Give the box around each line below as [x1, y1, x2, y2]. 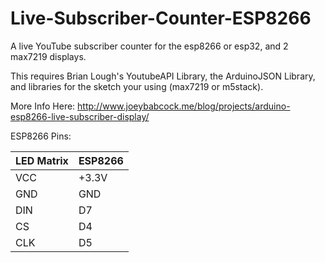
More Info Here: [10, 100, 76, 112]
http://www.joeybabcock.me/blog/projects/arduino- [77, 100, 291, 112]
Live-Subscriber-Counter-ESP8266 [10, 7, 312, 30]
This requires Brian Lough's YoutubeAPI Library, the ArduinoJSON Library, [10, 70, 316, 82]
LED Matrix [15, 153, 69, 167]
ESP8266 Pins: [10, 130, 72, 142]
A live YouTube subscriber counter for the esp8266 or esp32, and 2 [10, 40, 289, 52]
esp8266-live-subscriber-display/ [10, 110, 150, 122]
